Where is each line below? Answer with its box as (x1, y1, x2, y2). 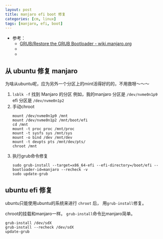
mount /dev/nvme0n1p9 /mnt (12, 114, 68, 119)
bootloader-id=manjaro (12, 167, 59, 172)
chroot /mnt (12, 144, 37, 149)
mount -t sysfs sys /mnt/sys (12, 131, 73, 136)
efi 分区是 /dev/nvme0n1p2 (12, 97, 64, 104)
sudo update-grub (12, 171, 48, 177)
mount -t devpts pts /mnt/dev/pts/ (12, 139, 86, 145)
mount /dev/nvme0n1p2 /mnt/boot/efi (12, 118, 88, 123)
